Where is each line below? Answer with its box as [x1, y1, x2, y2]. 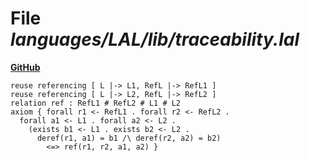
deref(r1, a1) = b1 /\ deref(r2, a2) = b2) [36, 133, 222, 143]
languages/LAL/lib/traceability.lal [10, 28, 300, 51]
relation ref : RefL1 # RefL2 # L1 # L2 [10, 98, 182, 108]
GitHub [10, 61, 41, 73]
